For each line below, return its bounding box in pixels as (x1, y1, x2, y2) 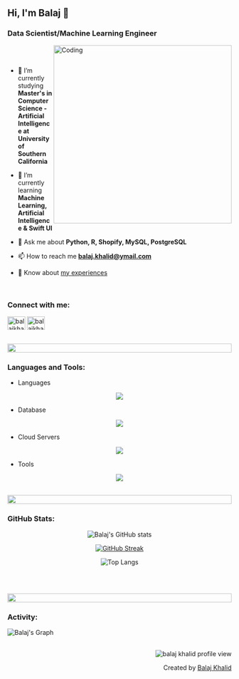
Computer (17, 96, 49, 105)
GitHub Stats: (7, 514, 55, 524)
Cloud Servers (17, 432, 60, 442)
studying (17, 81, 44, 90)
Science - (17, 104, 48, 113)
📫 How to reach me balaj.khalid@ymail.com (17, 252, 152, 260)
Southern (17, 149, 47, 157)
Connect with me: (7, 300, 70, 310)
